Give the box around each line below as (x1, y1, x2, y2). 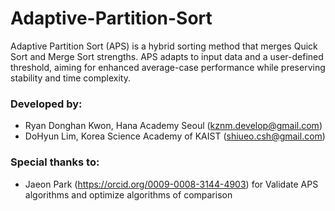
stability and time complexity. (10, 72, 131, 84)
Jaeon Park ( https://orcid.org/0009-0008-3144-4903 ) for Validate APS (24, 178, 319, 190)
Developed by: (10, 97, 83, 111)
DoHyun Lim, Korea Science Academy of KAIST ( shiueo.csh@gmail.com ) (24, 130, 326, 142)
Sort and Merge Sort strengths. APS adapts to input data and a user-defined (10, 50, 324, 62)
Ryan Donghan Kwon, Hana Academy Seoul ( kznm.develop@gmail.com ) (24, 120, 323, 132)
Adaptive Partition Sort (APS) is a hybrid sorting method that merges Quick (10, 40, 318, 52)
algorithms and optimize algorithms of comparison (24, 188, 233, 201)
